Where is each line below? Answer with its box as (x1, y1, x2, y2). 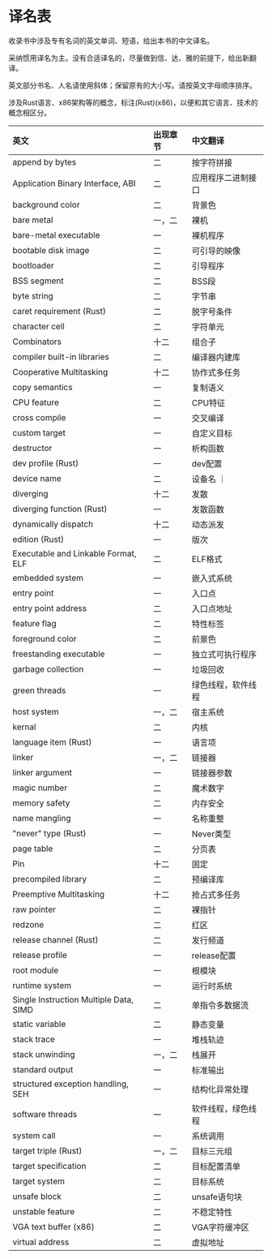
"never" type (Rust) (12, 827, 87, 839)
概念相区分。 (8, 107, 51, 118)
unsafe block (12, 1190, 62, 1201)
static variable (12, 1018, 66, 1029)
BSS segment (12, 275, 64, 286)
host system (12, 706, 59, 717)
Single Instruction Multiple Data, (12, 994, 134, 1005)
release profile (12, 949, 67, 960)
